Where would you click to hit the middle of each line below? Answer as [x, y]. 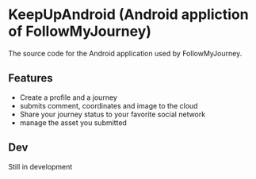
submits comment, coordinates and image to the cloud [109, 105]
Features [31, 78]
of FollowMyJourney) [80, 31]
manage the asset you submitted [73, 122]
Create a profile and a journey [68, 97]
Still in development [40, 166]
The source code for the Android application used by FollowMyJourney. [125, 53]
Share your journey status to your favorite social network [113, 114]
